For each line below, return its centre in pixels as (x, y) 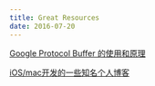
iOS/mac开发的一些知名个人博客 (70, 72)
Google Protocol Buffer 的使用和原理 (77, 53)
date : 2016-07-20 (42, 26)
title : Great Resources (55, 18)
